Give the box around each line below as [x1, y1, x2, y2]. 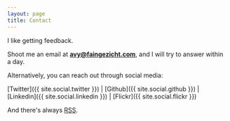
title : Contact [7, 17, 52, 24]
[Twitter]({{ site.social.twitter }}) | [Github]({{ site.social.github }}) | [7, 84, 200, 93]
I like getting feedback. [7, 36, 74, 44]
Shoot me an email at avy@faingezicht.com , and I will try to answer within [7, 50, 224, 58]
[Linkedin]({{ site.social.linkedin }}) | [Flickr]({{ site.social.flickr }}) [7, 92, 197, 101]
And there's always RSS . [7, 106, 79, 114]
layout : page [7, 10, 46, 18]
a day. [7, 57, 25, 65]
